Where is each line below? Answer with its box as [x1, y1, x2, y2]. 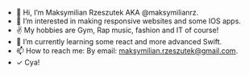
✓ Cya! [15, 57, 40, 67]
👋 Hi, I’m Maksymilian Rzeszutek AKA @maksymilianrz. [15, 8, 199, 17]
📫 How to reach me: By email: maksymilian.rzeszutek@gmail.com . [15, 46, 239, 56]
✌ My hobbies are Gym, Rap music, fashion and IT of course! [15, 25, 219, 35]
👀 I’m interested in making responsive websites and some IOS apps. [15, 16, 242, 26]
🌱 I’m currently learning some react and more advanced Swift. [15, 37, 222, 46]
